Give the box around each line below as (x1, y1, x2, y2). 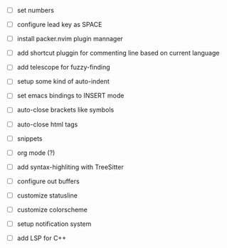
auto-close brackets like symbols (16, 106, 115, 114)
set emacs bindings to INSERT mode (16, 92, 125, 100)
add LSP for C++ (16, 234, 67, 242)
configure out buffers (16, 177, 80, 185)
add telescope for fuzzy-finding (16, 63, 111, 72)
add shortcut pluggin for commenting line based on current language (16, 49, 220, 58)
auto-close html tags (16, 120, 78, 129)
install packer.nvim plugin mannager (16, 35, 124, 43)
